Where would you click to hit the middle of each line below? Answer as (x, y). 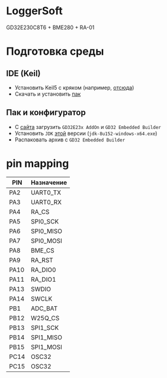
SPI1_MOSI (46, 347)
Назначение (49, 182)
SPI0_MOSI (46, 241)
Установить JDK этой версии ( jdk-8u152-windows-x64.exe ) (86, 133)
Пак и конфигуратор (46, 113)
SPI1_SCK (45, 327)
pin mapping (38, 163)
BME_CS (42, 250)
